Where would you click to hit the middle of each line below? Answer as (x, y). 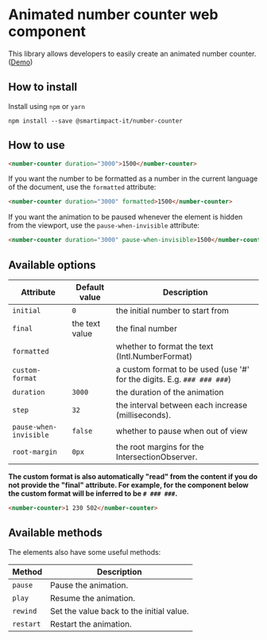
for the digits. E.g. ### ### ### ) (174, 379)
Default (90, 287)
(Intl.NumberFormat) (154, 356)
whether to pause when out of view (182, 431)
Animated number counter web (113, 15)
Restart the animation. (91, 624)
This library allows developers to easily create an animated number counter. (132, 53)
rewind (25, 611)
